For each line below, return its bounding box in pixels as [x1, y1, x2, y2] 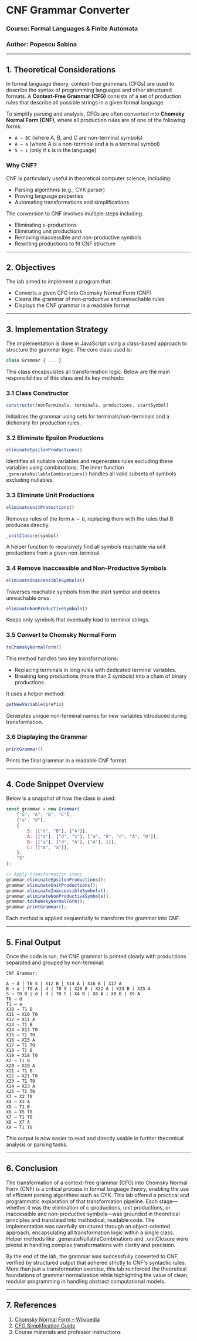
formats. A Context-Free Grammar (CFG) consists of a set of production [6, 93, 182, 100]
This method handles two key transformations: [6, 655, 118, 662]
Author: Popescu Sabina [6, 40, 77, 49]
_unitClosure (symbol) [6, 532, 59, 539]
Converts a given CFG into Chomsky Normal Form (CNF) [14, 289, 151, 296]
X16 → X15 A [6, 1037, 35, 1043]
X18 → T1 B [6, 1048, 33, 1053]
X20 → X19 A [6, 1063, 35, 1069]
